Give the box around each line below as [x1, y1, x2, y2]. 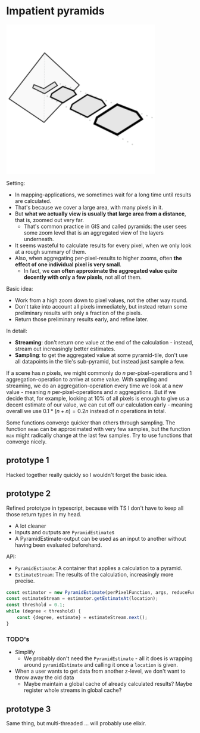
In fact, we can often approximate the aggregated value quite [23, 267, 177, 274]
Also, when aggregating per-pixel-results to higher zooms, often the [14, 254, 183, 261]
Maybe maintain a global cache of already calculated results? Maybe [23, 680, 192, 688]
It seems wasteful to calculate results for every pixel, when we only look [14, 242, 192, 249]
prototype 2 [6, 488, 51, 499]
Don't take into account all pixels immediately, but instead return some [14, 303, 187, 310]
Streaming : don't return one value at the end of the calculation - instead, [14, 338, 193, 346]
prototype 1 [6, 455, 49, 466]
